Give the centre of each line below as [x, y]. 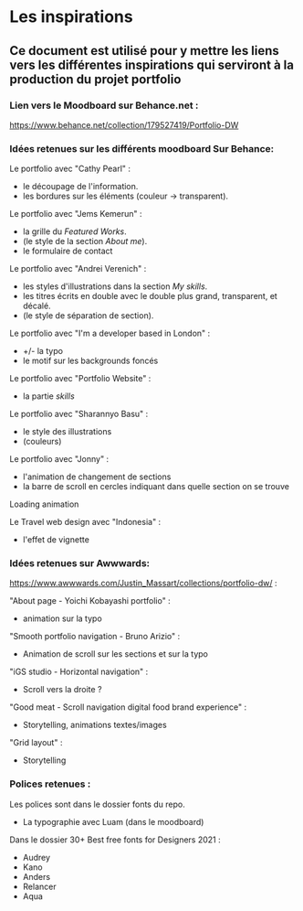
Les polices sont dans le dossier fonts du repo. [97, 804]
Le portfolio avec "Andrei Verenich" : [78, 269]
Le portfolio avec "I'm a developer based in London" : [110, 333]
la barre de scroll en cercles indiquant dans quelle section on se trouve [156, 487]
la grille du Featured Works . [75, 231]
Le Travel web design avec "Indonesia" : [85, 522]
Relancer [39, 886]
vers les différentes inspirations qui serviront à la [152, 64]
